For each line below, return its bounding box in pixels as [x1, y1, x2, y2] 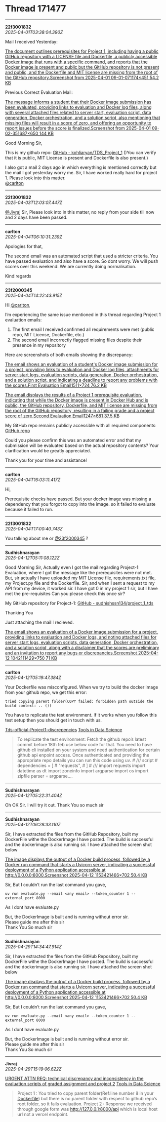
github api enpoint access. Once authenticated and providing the [17, 752, 150, 758]
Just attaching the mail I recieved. [5, 619, 74, 625]
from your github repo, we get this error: [5, 689, 87, 695]
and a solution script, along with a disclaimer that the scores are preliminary [5, 644, 160, 650]
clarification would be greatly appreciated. [5, 447, 91, 453]
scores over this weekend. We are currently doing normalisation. [5, 263, 137, 269]
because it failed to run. [5, 506, 53, 512]
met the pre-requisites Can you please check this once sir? [5, 591, 125, 597]
